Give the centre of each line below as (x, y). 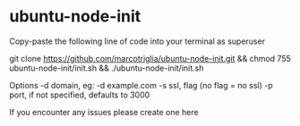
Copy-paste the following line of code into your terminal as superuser (137, 41)
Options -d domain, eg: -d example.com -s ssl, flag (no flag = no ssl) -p (141, 85)
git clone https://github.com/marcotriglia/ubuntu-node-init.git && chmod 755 (150, 58)
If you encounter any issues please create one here (104, 112)
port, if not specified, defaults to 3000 (80, 95)
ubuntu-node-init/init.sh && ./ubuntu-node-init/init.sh (107, 68)
